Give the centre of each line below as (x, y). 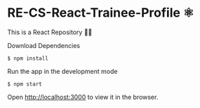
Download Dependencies (44, 45)
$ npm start (25, 84)
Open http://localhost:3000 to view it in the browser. (83, 97)
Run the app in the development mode (62, 71)
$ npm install (28, 58)
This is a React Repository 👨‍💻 (50, 32)
